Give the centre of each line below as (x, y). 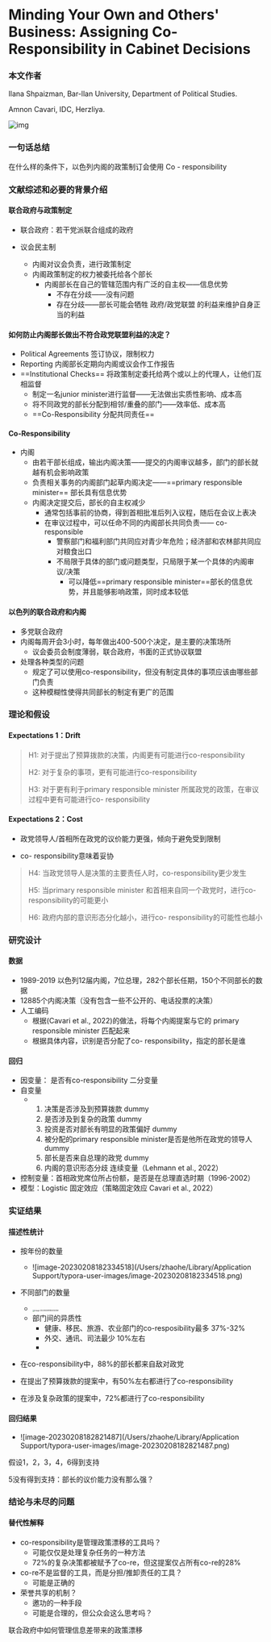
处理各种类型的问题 (52, 661)
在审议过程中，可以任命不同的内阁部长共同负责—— (129, 523)
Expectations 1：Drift (44, 736)
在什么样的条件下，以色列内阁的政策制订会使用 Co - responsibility (118, 166)
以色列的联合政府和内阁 (47, 611)
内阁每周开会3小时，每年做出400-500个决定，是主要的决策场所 (125, 641)
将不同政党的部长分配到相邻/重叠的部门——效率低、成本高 (129, 404)
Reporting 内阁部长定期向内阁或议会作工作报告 (97, 364)
